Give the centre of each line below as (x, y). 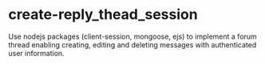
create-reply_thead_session (103, 15)
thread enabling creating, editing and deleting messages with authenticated (132, 44)
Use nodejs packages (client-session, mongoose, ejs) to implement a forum (132, 36)
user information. (37, 53)
